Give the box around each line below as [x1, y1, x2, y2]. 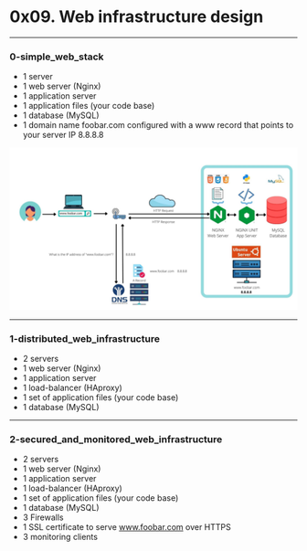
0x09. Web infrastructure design [9, 6, 264, 27]
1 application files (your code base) [22, 101, 155, 111]
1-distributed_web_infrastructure [9, 332, 160, 344]
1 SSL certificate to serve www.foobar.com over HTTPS [22, 522, 231, 533]
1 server [22, 71, 53, 82]
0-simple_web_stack [9, 50, 104, 63]
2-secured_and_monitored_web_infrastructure [9, 432, 223, 445]
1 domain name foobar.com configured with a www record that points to [22, 120, 294, 131]
